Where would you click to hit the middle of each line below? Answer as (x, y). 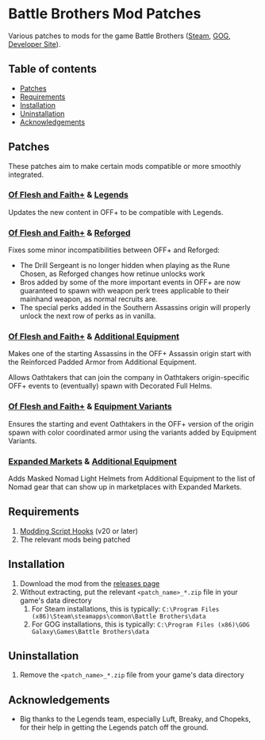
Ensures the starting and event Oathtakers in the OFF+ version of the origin (131, 424)
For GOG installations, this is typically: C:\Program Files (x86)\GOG (140, 624)
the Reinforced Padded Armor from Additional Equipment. (102, 362)
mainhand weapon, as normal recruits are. (88, 299)
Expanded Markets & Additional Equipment (92, 461)
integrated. (26, 174)
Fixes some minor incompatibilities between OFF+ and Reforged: (114, 250)
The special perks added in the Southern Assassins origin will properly (135, 308)
